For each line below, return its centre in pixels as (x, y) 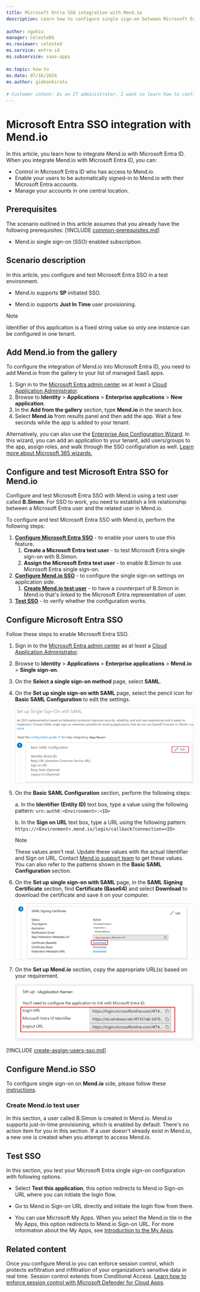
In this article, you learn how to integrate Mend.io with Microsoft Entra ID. (96, 154)
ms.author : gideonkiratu (37, 82)
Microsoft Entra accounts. (46, 184)
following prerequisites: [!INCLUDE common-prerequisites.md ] (83, 230)
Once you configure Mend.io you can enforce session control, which (90, 1263)
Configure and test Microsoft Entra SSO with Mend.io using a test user (92, 495)
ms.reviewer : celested (34, 44)
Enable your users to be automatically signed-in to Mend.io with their (99, 178)
